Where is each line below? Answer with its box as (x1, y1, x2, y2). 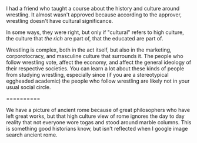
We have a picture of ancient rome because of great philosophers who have (6, 107, 190, 113)
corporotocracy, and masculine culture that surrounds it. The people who (6, 53, 183, 59)
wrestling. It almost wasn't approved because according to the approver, (6, 11, 182, 18)
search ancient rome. (6, 131, 58, 138)
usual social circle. (6, 84, 51, 90)
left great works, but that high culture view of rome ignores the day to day (6, 113, 185, 120)
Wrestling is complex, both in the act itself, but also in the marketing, (6, 46, 172, 53)
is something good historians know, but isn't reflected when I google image (6, 125, 188, 132)
